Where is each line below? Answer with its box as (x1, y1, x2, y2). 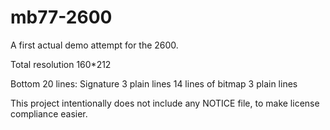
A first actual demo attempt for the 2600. (10, 39, 179, 51)
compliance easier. (10, 107, 88, 120)
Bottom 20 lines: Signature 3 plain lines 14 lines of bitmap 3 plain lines (10, 77, 298, 90)
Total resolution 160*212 (10, 58, 112, 70)
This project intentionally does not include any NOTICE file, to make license (10, 97, 320, 109)
